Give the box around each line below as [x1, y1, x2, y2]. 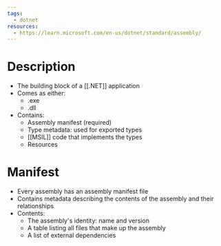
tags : [7, 10, 23, 17]
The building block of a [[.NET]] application [17, 82, 140, 90]
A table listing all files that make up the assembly [27, 224, 167, 232]
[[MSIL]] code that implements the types [27, 133, 143, 141]
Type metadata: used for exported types [27, 125, 143, 134]
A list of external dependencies [27, 232, 116, 240]
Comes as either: [17, 89, 66, 97]
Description [7, 59, 76, 74]
